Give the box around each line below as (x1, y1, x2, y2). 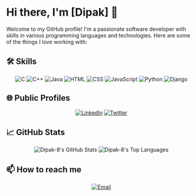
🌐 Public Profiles (6, 93, 71, 103)
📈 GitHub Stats (6, 127, 65, 138)
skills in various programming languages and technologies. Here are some (6, 31, 191, 39)
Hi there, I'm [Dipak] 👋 (6, 5, 118, 19)
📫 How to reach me (6, 164, 82, 174)
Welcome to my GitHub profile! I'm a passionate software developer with (6, 25, 186, 33)
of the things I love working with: (6, 38, 87, 45)
